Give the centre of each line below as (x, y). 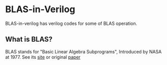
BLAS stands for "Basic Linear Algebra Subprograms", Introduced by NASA (83, 51)
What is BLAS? (29, 39)
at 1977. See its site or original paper (43, 57)
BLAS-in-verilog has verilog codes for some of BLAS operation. (71, 23)
